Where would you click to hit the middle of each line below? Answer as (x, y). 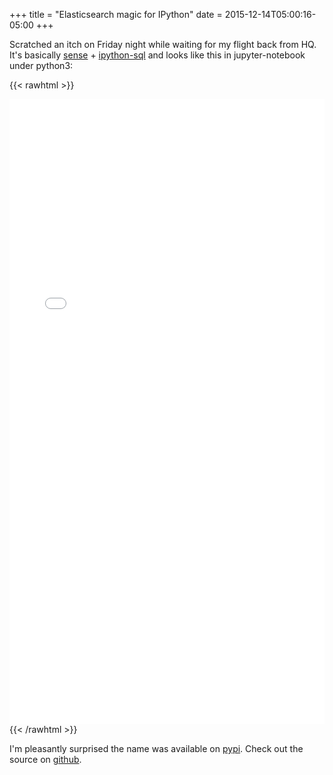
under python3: (41, 65)
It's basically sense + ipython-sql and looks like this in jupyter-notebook (157, 55)
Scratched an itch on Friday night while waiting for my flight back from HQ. (163, 44)
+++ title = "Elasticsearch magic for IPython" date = (116, 14)
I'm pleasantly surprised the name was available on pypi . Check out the (156, 748)
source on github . (45, 759)
